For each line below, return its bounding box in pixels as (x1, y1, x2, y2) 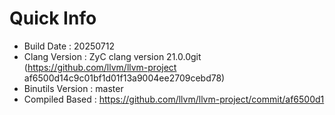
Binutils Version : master (23, 82, 124, 94)
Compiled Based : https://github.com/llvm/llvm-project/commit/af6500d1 (23, 93, 325, 105)
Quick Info (9, 7, 97, 30)
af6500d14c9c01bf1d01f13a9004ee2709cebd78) (23, 72, 226, 84)
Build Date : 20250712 (23, 40, 115, 52)
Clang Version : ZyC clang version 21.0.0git (23, 50, 202, 62)
